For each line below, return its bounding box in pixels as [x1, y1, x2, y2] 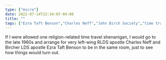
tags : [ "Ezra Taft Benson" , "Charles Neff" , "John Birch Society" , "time [5, 20, 154, 26]
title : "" [5, 16, 26, 21]
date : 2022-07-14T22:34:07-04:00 [5, 12, 74, 17]
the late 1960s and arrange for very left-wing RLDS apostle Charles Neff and [5, 40, 161, 45]
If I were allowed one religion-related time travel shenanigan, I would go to [5, 34, 156, 40]
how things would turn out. [5, 50, 60, 56]
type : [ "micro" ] [5, 7, 39, 12]
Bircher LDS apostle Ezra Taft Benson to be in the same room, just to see [5, 44, 153, 50]
